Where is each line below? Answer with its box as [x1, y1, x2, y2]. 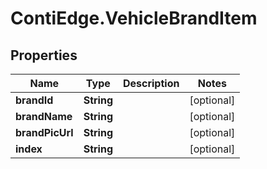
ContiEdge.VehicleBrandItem [10, 7, 258, 30]
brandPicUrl [15, 126, 74, 139]
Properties [10, 47, 78, 64]
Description [122, 77, 180, 90]
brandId [15, 93, 54, 107]
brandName [15, 110, 73, 123]
